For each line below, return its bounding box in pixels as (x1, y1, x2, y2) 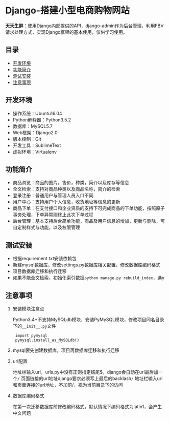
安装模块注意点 (12, 306, 44, 311)
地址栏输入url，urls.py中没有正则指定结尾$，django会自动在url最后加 (12, 369, 158, 375)
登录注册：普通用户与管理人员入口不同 (12, 193, 93, 199)
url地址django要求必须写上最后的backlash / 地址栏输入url (43, 375, 163, 382)
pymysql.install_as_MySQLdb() (15, 338, 80, 343)
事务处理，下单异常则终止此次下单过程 (12, 212, 93, 218)
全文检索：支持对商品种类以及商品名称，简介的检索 (12, 186, 120, 192)
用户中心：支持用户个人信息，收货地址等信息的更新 (12, 199, 120, 205)
